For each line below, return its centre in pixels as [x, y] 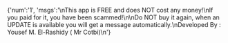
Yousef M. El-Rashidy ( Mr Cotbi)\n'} [59, 32]
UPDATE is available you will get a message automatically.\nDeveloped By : [114, 25]
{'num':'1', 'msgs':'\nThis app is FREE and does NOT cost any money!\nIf [110, 10]
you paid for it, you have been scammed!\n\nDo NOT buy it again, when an [113, 17]
